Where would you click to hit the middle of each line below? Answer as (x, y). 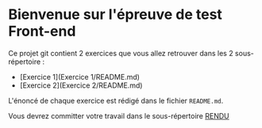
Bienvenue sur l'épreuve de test (115, 15)
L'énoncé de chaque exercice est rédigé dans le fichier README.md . (116, 100)
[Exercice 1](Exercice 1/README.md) (80, 77)
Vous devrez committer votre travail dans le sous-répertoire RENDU (119, 115)
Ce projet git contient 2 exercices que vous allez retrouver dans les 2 (121, 53)
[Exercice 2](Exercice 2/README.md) (81, 85)
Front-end (42, 31)
